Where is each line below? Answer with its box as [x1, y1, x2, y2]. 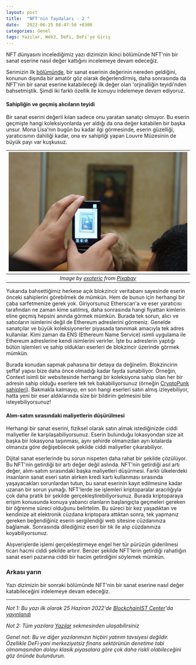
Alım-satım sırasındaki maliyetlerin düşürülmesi [6, 412, 125, 419]
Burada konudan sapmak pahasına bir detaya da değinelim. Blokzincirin [6, 361, 178, 369]
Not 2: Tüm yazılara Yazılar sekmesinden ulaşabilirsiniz [6, 622, 139, 629]
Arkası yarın [6, 568, 42, 577]
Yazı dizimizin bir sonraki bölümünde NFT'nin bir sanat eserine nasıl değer [6, 581, 184, 588]
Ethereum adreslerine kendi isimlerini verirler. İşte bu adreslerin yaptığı [6, 337, 176, 345]
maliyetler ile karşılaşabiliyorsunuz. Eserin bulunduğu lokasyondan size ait [6, 431, 184, 438]
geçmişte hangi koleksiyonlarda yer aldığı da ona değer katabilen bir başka [6, 120, 185, 127]
